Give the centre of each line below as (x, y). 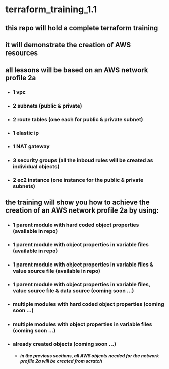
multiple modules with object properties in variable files (82, 324)
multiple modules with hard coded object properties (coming (89, 304)
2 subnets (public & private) (47, 106)
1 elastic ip (26, 133)
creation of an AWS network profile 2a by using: (82, 210)
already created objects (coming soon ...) (64, 344)
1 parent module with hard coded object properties (76, 225)
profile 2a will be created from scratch (61, 361)
